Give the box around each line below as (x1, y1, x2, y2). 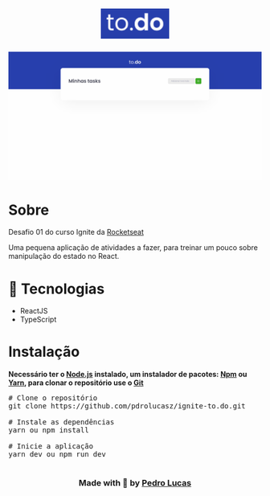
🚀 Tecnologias (8, 280, 105, 297)
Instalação (8, 342, 80, 361)
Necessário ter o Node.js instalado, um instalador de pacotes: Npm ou (8, 370, 247, 379)
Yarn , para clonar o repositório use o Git (8, 378, 144, 387)
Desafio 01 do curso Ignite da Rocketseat (8, 228, 145, 237)
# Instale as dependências (8, 418, 115, 427)
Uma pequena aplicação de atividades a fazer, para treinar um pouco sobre (8, 243, 259, 252)
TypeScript (19, 314, 57, 325)
